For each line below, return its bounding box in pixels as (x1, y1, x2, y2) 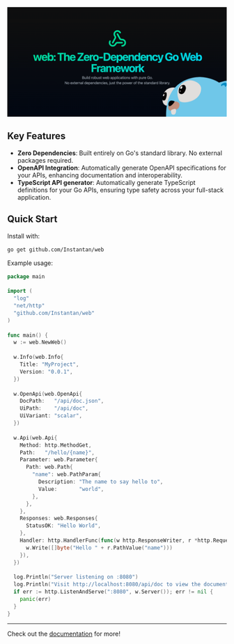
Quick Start (7, 214, 58, 225)
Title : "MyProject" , (19, 361, 79, 368)
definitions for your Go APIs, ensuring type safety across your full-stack (17, 186, 224, 194)
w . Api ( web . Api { (13, 434, 58, 441)
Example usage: (7, 259, 54, 267)
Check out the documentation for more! (7, 629, 120, 638)
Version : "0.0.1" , (19, 368, 73, 375)
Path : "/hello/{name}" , (19, 449, 95, 456)
